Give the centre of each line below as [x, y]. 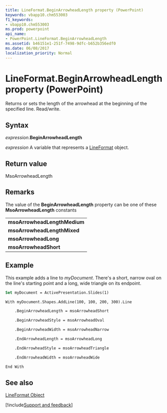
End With [15, 367]
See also [19, 382]
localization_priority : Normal [39, 53]
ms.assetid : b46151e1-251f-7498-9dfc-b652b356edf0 [61, 44]
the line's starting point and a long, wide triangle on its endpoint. [73, 283]
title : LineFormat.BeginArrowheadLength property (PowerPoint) [75, 10]
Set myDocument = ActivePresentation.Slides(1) [57, 293]
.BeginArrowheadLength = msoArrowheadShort [62, 311]
